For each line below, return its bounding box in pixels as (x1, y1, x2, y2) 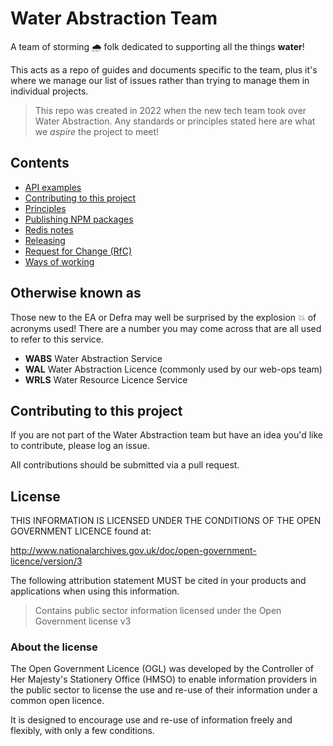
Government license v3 (34, 615, 132, 627)
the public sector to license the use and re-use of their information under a (10, 684, 318, 696)
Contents (10, 155, 70, 172)
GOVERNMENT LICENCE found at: (10, 525, 152, 537)
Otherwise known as (10, 285, 142, 302)
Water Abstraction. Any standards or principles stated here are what (34, 115, 316, 127)
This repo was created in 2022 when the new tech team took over (34, 104, 307, 116)
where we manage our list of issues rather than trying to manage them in (10, 74, 310, 86)
